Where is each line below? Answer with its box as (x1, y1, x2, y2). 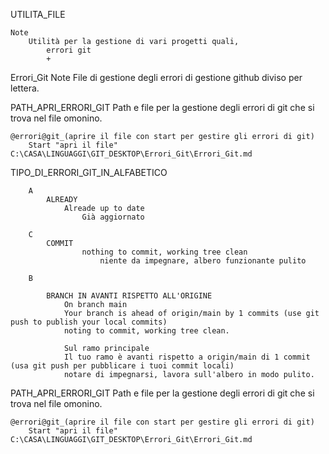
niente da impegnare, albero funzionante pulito (99, 256, 307, 266)
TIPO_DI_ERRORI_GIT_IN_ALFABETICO (10, 167, 168, 178)
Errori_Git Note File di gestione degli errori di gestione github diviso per (10, 72, 303, 83)
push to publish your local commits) (10, 317, 168, 327)
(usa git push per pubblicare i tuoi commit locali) (10, 361, 235, 371)
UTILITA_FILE (10, 9, 66, 20)
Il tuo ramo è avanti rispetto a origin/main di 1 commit (63, 352, 311, 362)
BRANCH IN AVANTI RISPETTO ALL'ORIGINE (46, 291, 213, 301)
